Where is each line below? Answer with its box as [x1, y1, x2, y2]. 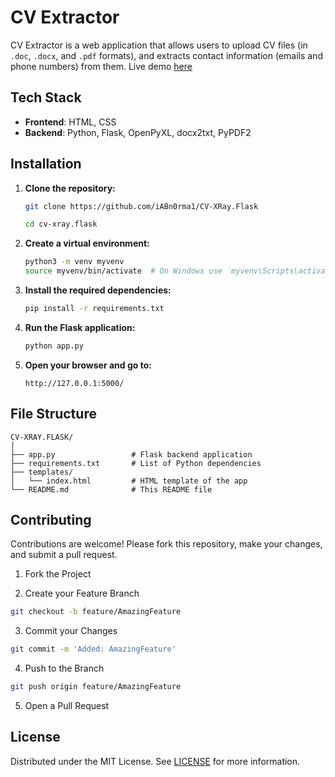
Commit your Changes [24, 625, 118, 637]
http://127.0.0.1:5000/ [24, 378, 125, 388]
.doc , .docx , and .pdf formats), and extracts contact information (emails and [10, 49, 323, 61]
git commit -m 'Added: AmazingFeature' [10, 644, 177, 655]
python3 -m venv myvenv [24, 257, 125, 267]
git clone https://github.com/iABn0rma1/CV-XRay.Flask [24, 201, 259, 211]
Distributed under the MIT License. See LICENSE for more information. [10, 755, 301, 767]
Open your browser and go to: [24, 359, 152, 371]
